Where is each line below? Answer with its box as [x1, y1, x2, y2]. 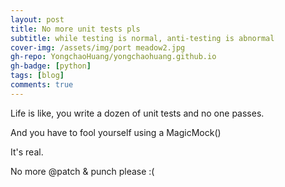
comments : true [10, 80, 74, 90]
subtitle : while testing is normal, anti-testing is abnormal [10, 33, 275, 43]
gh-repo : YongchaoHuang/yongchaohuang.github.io [10, 52, 217, 62]
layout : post [10, 14, 65, 25]
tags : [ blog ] [10, 71, 65, 81]
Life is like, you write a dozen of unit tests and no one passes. [10, 107, 265, 119]
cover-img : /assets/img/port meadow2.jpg [10, 42, 186, 53]
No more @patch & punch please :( [10, 165, 155, 177]
